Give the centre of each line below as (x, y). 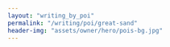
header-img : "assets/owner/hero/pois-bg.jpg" (85, 30)
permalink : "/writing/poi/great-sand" (73, 23)
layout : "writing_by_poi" (51, 16)
